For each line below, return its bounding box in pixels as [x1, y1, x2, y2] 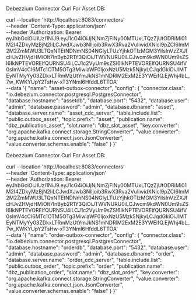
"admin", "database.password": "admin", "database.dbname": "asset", [6, 104, 175, 110]
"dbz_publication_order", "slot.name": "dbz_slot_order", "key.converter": [6, 269, 180, 275]
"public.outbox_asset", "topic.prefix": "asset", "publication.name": [6, 116, 164, 122]
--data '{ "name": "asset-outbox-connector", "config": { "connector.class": [6, 85, 185, 91]
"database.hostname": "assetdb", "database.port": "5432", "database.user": [6, 97, 190, 104]
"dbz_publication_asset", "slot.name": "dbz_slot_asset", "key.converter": [6, 122, 180, 129]
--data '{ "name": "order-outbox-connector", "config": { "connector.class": [6, 232, 185, 239]
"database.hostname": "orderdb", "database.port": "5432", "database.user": [6, 244, 190, 251]
